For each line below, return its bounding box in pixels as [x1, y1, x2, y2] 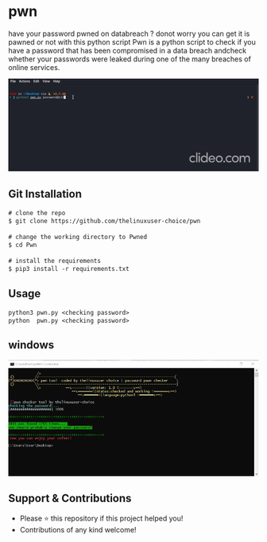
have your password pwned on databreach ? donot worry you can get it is [8, 29, 250, 38]
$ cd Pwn [8, 242, 37, 249]
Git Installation [8, 187, 82, 201]
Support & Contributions [8, 492, 132, 505]
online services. [8, 62, 60, 72]
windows [8, 338, 55, 352]
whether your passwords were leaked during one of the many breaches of [8, 54, 252, 64]
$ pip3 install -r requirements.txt [8, 265, 130, 273]
